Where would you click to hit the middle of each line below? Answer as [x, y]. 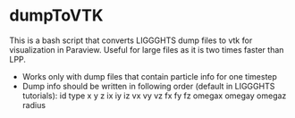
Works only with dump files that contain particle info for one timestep [149, 76]
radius [34, 105]
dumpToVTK [56, 16]
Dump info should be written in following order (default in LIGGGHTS [148, 86]
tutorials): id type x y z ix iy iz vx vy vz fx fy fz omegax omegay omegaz [154, 96]
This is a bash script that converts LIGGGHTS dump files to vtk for [131, 40]
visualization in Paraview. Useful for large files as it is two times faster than [147, 49]
